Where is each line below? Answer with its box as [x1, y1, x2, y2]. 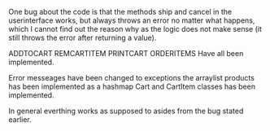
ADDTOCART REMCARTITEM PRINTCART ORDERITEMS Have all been [8, 49, 244, 58]
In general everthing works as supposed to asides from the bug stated [8, 106, 244, 116]
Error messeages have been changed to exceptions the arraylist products [8, 73, 255, 82]
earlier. [8, 115, 33, 124]
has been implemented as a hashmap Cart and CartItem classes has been [8, 81, 256, 91]
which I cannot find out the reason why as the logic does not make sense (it [8, 24, 262, 33]
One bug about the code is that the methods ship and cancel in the [8, 7, 233, 16]
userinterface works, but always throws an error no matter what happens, [8, 15, 255, 25]
